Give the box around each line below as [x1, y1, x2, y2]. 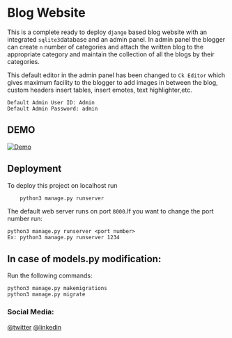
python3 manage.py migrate [7, 291, 86, 298]
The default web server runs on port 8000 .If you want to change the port [7, 207, 214, 216]
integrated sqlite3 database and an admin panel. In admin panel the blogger [7, 35, 226, 43]
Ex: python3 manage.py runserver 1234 [7, 234, 120, 241]
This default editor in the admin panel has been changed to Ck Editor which [7, 71, 226, 79]
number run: [7, 214, 43, 223]
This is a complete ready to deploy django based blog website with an [7, 28, 208, 36]
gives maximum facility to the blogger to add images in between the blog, [7, 78, 218, 86]
